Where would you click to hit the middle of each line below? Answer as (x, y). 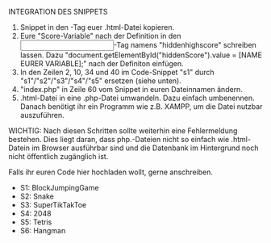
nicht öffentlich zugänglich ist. (58, 156)
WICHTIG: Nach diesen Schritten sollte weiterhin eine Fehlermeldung (123, 131)
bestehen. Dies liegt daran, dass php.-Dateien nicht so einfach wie (119, 139)
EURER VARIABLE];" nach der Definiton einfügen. (102, 63)
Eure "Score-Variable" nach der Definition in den (100, 36)
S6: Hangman (43, 230)
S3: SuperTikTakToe (53, 205)
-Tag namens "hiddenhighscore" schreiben (185, 45)
